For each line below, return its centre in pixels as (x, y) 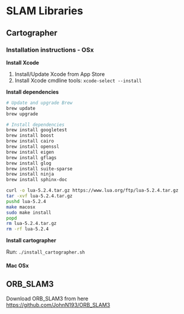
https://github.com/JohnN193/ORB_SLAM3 (58, 305)
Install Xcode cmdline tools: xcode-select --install (78, 80)
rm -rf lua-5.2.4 (28, 229)
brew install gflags (32, 158)
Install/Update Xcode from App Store (60, 74)
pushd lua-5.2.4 (26, 201)
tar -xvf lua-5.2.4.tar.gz (39, 196)
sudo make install (29, 212)
